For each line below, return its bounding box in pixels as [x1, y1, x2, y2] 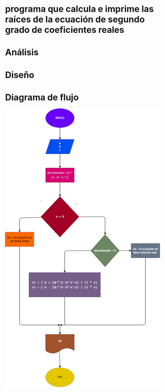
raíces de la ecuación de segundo [5, 14, 145, 25]
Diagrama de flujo [5, 92, 79, 103]
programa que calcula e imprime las [5, 3, 154, 15]
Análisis [5, 47, 39, 58]
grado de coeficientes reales [5, 25, 124, 35]
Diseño [5, 69, 34, 81]
